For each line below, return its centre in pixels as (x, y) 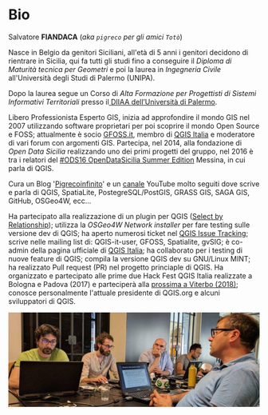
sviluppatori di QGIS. (42, 301)
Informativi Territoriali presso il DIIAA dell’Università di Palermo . (113, 102)
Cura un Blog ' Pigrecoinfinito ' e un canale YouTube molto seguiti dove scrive (134, 184)
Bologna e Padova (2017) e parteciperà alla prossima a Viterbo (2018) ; (123, 284)
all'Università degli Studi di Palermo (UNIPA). (82, 78)
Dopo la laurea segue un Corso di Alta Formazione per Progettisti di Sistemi (132, 93)
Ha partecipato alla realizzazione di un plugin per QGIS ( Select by (116, 216)
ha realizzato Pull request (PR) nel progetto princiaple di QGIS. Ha (116, 267)
